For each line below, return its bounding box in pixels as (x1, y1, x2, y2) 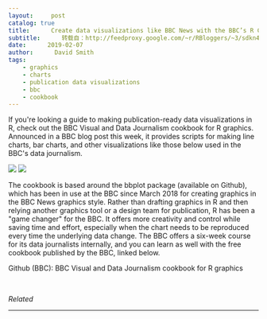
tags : (8, 56, 26, 64)
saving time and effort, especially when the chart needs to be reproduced (8, 223, 250, 232)
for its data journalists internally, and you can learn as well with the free (8, 239, 242, 249)
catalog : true (8, 19, 56, 27)
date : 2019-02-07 (8, 41, 83, 49)
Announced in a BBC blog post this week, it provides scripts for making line (8, 132, 255, 142)
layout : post (8, 11, 66, 20)
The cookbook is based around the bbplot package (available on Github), (8, 181, 248, 190)
